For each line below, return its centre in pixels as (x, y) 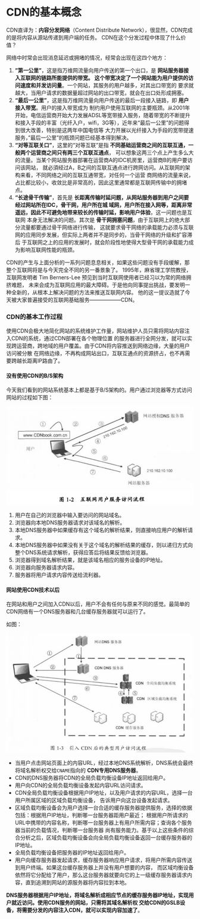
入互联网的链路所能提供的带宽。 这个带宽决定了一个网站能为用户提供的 (101, 78)
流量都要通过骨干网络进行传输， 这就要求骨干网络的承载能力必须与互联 (107, 227)
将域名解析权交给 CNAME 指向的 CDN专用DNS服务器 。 (78, 770)
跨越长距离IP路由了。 (37, 361)
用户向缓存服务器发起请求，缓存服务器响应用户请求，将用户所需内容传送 (103, 860)
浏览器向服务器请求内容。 (46, 567)
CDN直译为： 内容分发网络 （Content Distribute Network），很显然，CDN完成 (99, 30)
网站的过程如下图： (30, 398)
